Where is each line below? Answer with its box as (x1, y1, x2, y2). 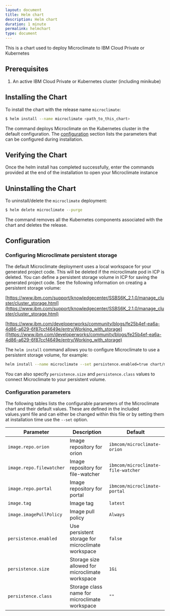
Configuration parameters (5, 389, 71, 396)
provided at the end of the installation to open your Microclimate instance (5, 170, 158, 176)
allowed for (70, 562, 97, 569)
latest (109, 500, 125, 506)
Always (109, 512, 125, 517)
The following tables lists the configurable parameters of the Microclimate (5, 400, 159, 406)
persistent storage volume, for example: (5, 352, 89, 358)
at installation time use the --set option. (5, 416, 89, 423)
